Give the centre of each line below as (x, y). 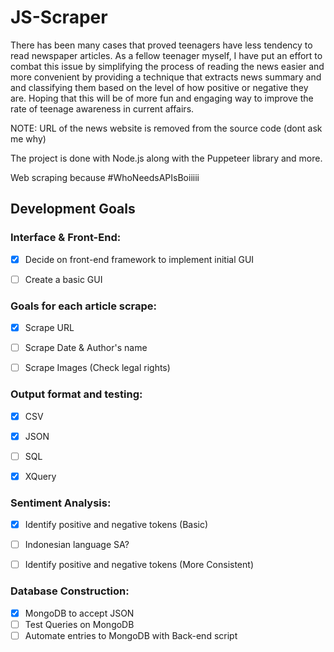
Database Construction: (70, 591)
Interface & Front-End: (66, 238)
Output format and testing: (76, 394)
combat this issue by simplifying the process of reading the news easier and (167, 66)
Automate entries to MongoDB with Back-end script (131, 635)
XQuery (40, 476)
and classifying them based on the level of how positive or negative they (159, 87)
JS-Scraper (59, 17)
